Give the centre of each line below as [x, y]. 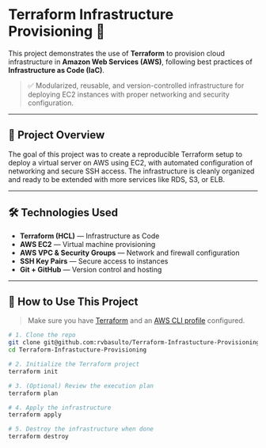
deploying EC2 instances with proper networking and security [128, 94]
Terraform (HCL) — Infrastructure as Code [89, 236]
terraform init [33, 371]
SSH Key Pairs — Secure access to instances [94, 261]
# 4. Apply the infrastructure [60, 408]
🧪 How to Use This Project [73, 301]
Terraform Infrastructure [91, 15]
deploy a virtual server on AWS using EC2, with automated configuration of [131, 162]
